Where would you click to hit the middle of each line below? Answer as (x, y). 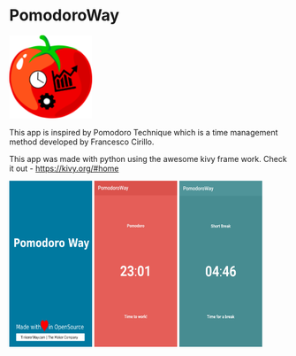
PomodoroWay (65, 15)
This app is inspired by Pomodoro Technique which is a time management (144, 132)
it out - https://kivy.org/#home (64, 168)
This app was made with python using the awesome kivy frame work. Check (148, 159)
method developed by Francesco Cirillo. (82, 142)
